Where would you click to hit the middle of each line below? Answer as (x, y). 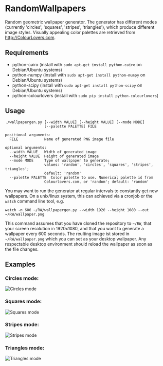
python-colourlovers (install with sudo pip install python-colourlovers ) (85, 95)
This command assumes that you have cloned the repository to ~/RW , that (78, 223)
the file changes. (22, 249)
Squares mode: (24, 301)
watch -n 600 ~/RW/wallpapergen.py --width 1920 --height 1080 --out (77, 210)
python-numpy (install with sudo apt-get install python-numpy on (79, 75)
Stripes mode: (22, 325)
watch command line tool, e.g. (35, 201)
